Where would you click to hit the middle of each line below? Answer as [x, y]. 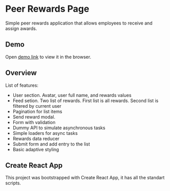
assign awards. [21, 28]
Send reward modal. [34, 117]
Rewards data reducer [36, 138]
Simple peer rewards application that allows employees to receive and [79, 23]
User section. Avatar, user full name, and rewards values [72, 95]
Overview [21, 73]
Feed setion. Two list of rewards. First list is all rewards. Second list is [86, 101]
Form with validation [34, 122]
